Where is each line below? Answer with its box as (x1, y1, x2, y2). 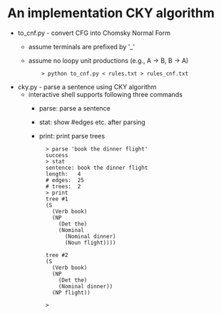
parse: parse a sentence (38, 103, 110, 112)
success (45, 151, 68, 158)
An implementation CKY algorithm (7, 5, 215, 21)
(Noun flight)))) (64, 239, 116, 246)
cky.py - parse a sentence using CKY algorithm (17, 82, 157, 91)
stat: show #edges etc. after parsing (38, 118, 146, 126)
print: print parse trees (38, 131, 106, 140)
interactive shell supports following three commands (28, 90, 183, 98)
